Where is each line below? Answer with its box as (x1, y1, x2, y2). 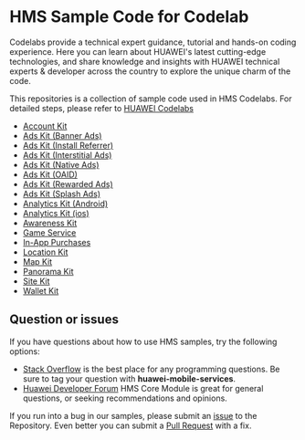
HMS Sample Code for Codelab (9, 6, 249, 27)
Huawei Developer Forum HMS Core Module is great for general (22, 382, 264, 393)
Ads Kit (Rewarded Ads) (22, 178, 114, 189)
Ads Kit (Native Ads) (22, 159, 100, 170)
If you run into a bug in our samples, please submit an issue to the (9, 410, 258, 421)
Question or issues (9, 312, 119, 328)
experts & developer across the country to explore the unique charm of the (9, 66, 291, 77)
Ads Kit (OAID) (22, 169, 78, 180)
